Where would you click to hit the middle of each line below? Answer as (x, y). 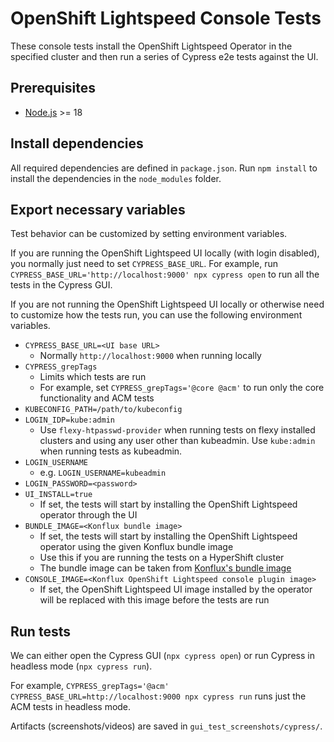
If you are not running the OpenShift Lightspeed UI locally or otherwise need (167, 304)
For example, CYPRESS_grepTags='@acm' (90, 686)
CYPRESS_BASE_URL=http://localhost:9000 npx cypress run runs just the (158, 696)
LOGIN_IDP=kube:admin (69, 420)
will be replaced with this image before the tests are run (154, 600)
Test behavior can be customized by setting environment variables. (149, 234)
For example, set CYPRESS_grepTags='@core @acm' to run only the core (182, 388)
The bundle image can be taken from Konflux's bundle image (165, 568)
